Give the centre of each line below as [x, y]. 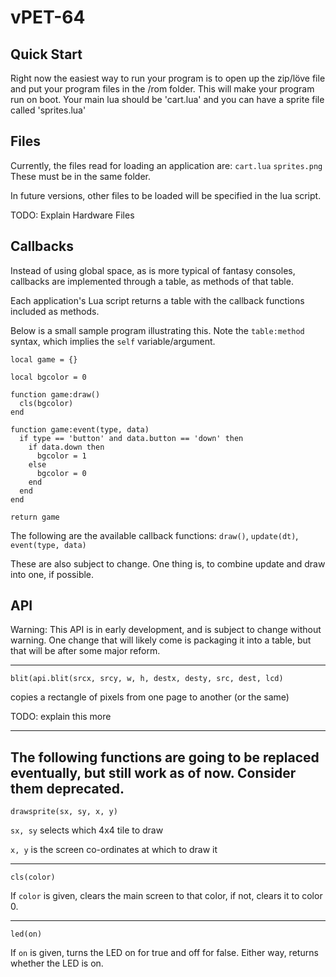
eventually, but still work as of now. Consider [153, 772]
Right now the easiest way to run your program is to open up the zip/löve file [168, 78]
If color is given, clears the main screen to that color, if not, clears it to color [166, 896]
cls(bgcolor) [46, 403]
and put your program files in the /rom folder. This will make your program [162, 89]
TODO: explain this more [61, 717]
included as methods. [55, 311]
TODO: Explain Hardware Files [72, 215]
